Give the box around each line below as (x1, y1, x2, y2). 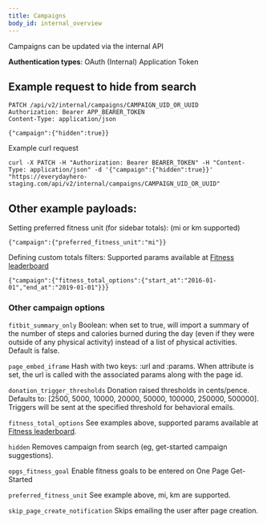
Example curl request (8, 144, 79, 153)
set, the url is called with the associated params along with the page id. (8, 370, 243, 379)
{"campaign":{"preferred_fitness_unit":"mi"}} (8, 238, 167, 247)
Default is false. (8, 346, 60, 355)
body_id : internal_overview (8, 19, 103, 27)
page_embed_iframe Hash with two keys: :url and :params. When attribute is (8, 362, 254, 371)
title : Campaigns (8, 11, 67, 20)
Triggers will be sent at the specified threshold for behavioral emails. (8, 403, 235, 412)
